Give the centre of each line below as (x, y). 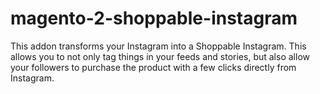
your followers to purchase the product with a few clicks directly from (153, 67)
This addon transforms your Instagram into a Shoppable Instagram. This (158, 46)
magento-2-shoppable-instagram (154, 18)
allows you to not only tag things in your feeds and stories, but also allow (160, 56)
